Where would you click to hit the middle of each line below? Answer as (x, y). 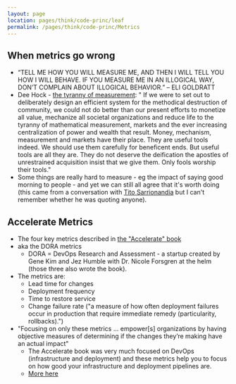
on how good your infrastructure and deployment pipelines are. (120, 366)
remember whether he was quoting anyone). (82, 200)
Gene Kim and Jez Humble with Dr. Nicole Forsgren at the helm (120, 261)
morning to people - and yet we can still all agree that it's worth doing (118, 185)
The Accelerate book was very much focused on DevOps (111, 351)
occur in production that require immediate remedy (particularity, (122, 314)
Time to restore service (62, 299)
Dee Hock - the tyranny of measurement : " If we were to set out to (114, 95)
